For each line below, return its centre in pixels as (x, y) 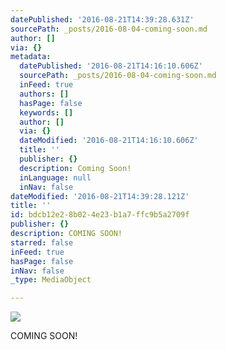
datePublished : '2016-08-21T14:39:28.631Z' (102, 19)
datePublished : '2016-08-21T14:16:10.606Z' (111, 66)
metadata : (31, 57)
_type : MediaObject (51, 280)
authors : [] (44, 94)
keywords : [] (46, 112)
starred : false (42, 242)
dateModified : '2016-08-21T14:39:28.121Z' (100, 196)
